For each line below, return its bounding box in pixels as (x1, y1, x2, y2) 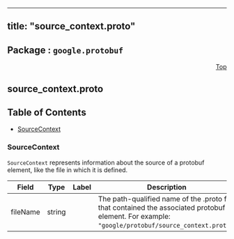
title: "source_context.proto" (7, 20, 136, 32)
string (47, 207, 66, 217)
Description (147, 182, 187, 192)
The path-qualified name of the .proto (97, 194, 223, 203)
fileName (10, 207, 40, 217)
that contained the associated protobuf (97, 203, 226, 213)
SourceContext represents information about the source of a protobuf (7, 158, 205, 167)
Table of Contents (7, 106, 87, 118)
